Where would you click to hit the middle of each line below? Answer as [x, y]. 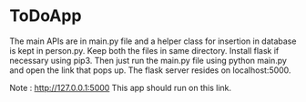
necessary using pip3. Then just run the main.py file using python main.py [148, 60]
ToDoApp [46, 16]
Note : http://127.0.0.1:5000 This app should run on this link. [121, 87]
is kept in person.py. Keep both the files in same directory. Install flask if [144, 50]
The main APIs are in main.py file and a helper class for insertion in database [153, 41]
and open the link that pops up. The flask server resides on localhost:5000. [150, 70]
